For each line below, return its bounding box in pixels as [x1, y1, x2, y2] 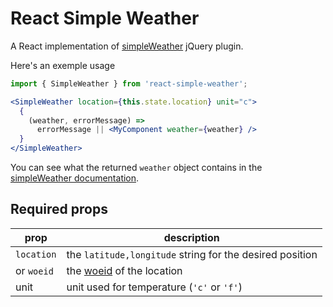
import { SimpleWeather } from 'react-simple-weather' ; [10, 78, 248, 89]
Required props [10, 201, 108, 218]
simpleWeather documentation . [10, 172, 140, 184]
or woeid [15, 263, 54, 277]
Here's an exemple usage [10, 59, 116, 71]
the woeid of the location [66, 263, 183, 277]
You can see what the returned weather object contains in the [10, 162, 263, 174]
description [163, 230, 220, 244]
